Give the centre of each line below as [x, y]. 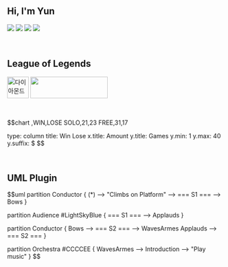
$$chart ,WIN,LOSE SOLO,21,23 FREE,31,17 [68, 122]
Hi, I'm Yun [31, 11]
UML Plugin [32, 178]
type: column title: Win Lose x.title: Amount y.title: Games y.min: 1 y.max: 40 [114, 136]
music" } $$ [24, 257]
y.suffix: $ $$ [26, 143]
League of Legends [49, 64]
